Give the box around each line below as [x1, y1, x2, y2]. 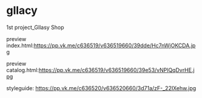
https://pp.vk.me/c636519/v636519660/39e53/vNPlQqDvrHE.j [38, 66, 195, 73]
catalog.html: [6, 66, 39, 73]
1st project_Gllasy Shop [6, 24, 65, 31]
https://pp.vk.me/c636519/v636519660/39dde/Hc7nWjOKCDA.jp [33, 42, 196, 49]
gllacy [6, 4, 38, 18]
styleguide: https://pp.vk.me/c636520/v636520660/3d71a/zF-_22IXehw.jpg [6, 84, 197, 91]
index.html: [6, 42, 35, 49]
